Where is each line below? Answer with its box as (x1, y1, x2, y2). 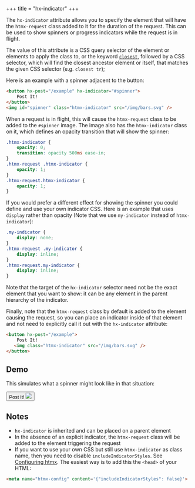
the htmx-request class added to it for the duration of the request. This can (6, 23, 186, 29)
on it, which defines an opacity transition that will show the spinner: (6, 128, 169, 135)
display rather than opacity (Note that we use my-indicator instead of (6, 212, 175, 219)
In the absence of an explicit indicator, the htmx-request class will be (14, 433, 180, 441)
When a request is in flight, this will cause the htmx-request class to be (6, 115, 177, 123)
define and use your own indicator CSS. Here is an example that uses (6, 206, 174, 213)
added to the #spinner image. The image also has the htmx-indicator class (6, 121, 187, 128)
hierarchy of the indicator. (6, 296, 69, 304)
